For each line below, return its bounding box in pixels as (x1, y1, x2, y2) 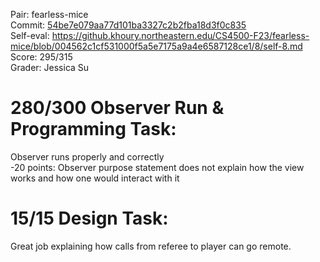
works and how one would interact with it (10, 172, 180, 184)
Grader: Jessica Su (10, 62, 90, 73)
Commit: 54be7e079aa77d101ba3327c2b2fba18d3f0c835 (10, 19, 247, 31)
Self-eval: (10, 30, 50, 41)
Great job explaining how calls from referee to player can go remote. (10, 240, 292, 252)
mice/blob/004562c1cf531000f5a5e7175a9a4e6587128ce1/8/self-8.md (10, 40, 303, 52)
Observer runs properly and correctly (10, 150, 165, 163)
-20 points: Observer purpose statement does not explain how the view (10, 161, 305, 173)
